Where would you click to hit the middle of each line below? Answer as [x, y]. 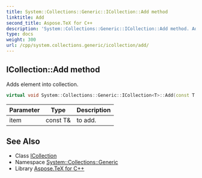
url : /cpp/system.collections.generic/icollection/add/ [78, 46]
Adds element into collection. [42, 84]
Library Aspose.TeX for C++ [50, 168]
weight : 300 [21, 40]
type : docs [20, 34]
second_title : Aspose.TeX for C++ [50, 23]
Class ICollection [36, 156]
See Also [23, 141]
